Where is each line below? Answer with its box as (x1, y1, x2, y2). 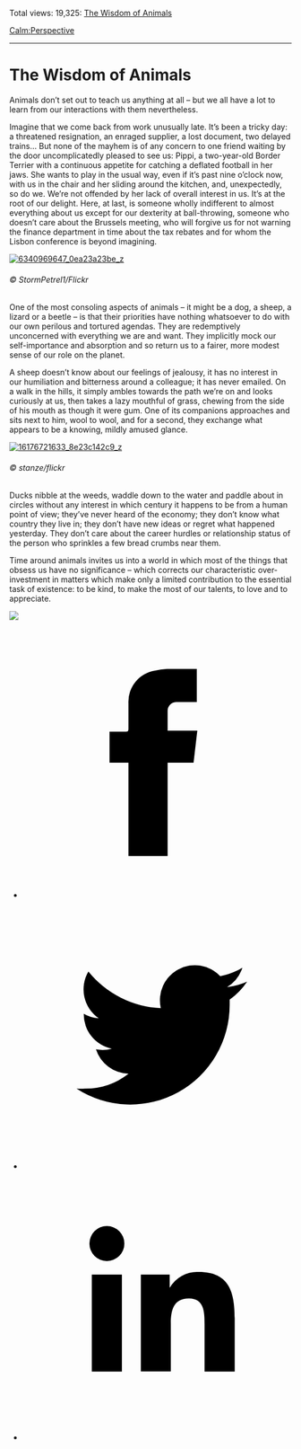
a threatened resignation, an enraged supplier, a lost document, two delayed (9, 130, 291, 142)
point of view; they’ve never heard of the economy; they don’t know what (9, 509, 280, 520)
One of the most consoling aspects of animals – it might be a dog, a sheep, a (9, 302, 292, 313)
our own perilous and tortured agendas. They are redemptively (9, 321, 241, 331)
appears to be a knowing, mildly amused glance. (9, 424, 188, 435)
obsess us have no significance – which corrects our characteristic (9, 565, 257, 576)
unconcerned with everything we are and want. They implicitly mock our (9, 331, 277, 341)
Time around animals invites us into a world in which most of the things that (9, 555, 288, 566)
